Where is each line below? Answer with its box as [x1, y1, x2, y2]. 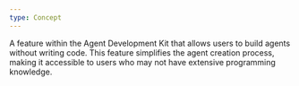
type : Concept [9, 13, 63, 22]
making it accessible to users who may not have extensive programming [9, 56, 276, 67]
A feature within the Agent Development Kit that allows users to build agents [9, 38, 291, 48]
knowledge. [9, 66, 53, 77]
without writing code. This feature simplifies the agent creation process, [9, 47, 275, 58]
